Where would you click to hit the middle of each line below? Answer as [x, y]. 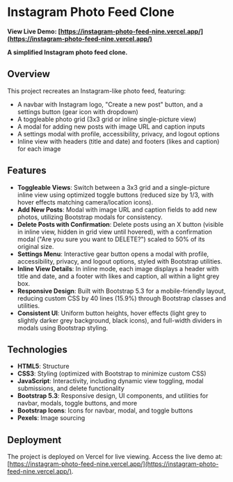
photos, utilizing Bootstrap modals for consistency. [90, 217]
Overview [29, 74]
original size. [35, 246]
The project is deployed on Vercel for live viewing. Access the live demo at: [115, 457]
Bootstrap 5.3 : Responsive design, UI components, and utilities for [113, 396]
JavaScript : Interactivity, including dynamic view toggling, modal [110, 381]
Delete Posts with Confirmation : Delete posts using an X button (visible [120, 224]
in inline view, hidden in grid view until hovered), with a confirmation [114, 232]
